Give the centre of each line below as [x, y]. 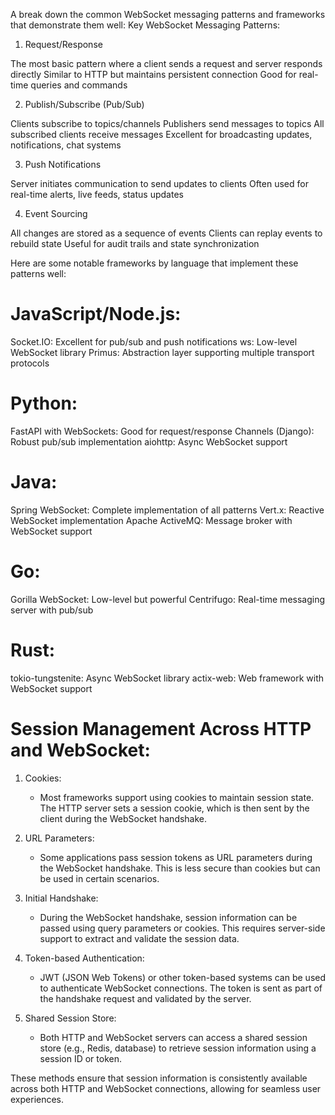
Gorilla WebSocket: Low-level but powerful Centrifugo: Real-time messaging [168, 599]
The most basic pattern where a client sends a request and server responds [166, 63]
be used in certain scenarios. [99, 878]
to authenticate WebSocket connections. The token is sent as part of [181, 988]
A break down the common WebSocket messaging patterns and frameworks [168, 14]
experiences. [37, 1099]
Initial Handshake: [61, 898]
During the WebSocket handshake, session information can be [168, 917]
